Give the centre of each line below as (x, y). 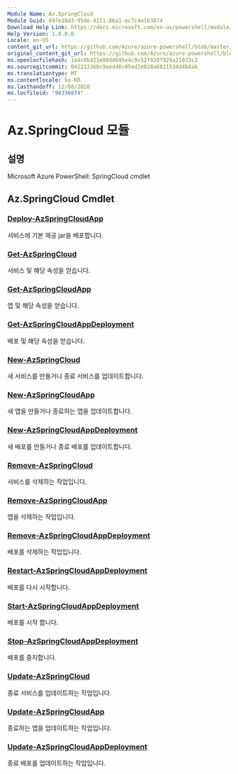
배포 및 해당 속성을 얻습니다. (46, 341)
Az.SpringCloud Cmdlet (61, 198)
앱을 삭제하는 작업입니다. (41, 517)
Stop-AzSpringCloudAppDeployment (73, 641)
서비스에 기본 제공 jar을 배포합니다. (56, 235)
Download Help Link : (38, 27)
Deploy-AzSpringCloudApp (56, 219)
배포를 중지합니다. (32, 658)
